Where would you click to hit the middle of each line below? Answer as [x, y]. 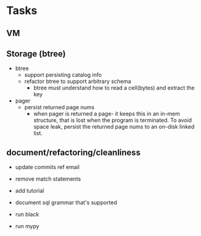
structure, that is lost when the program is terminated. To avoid [113, 120]
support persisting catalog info [63, 75]
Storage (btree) [36, 53]
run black [27, 215]
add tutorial [30, 191]
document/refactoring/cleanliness [73, 152]
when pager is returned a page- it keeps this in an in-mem [107, 114]
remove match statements [48, 179]
